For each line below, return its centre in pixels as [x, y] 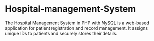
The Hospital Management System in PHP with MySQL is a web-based [77, 23]
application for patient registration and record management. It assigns [76, 28]
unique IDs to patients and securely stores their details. [61, 33]
